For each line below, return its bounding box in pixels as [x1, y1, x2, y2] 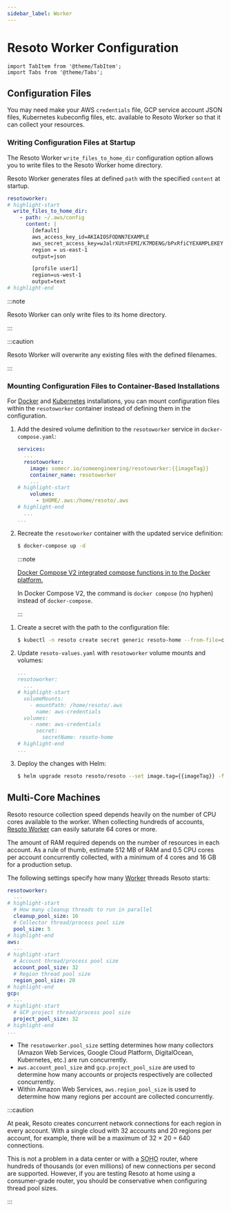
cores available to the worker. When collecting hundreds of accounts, [7, 817, 205, 826]
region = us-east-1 [32, 246, 88, 253]
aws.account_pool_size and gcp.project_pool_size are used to [17, 1062, 195, 1071]
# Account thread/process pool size [13, 958, 119, 965]
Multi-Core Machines [7, 792, 101, 804]
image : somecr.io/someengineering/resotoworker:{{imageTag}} [30, 464, 209, 472]
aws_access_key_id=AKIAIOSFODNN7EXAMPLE [32, 233, 150, 241]
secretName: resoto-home [42, 734, 114, 741]
